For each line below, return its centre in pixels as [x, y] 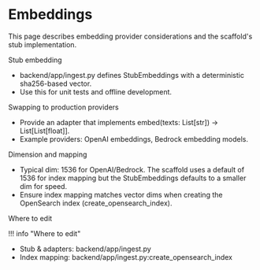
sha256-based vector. [56, 83]
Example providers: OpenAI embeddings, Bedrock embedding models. [134, 139]
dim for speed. [43, 186]
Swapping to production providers [64, 107]
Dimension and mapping [48, 154]
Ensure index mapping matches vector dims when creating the [121, 194]
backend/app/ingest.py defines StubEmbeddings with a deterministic [132, 75]
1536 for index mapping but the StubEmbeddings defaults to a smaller [133, 178]
